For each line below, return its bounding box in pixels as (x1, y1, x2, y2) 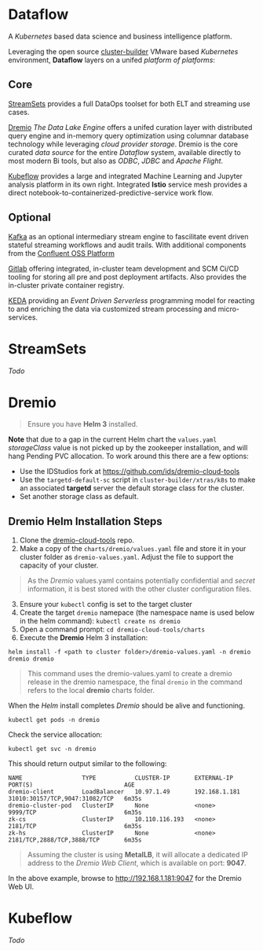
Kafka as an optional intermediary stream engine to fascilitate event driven (8, 231, 249, 241)
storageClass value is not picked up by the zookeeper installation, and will (8, 443, 248, 453)
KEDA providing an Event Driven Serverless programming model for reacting (8, 295, 255, 305)
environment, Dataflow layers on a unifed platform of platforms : (8, 55, 216, 65)
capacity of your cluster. (19, 561, 99, 570)
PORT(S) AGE (8, 781, 135, 789)
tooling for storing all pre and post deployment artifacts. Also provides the (8, 272, 247, 281)
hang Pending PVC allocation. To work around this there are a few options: (8, 451, 249, 461)
